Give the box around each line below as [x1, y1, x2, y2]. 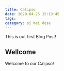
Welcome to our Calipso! [5, 61, 54, 67]
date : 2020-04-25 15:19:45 [5, 12, 60, 16]
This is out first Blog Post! [5, 34, 57, 40]
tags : [5, 16, 16, 21]
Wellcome [5, 48, 36, 56]
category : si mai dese [5, 20, 51, 26]
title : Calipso [5, 7, 36, 12]
